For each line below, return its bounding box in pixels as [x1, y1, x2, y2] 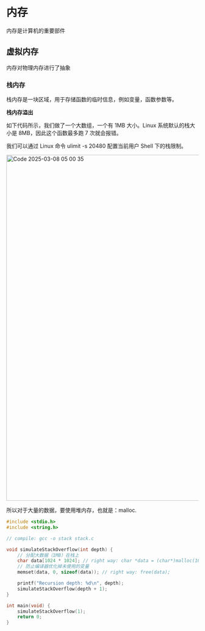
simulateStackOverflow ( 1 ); [17, 608, 86, 615]
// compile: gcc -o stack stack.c [6, 535, 95, 541]
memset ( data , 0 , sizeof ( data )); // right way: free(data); [17, 569, 171, 575]
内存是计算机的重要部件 [6, 27, 65, 34]
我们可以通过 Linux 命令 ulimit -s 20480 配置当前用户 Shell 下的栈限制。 [6, 142, 187, 150]
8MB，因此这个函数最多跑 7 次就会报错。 [18, 129, 122, 137]
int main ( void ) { [6, 602, 51, 608]
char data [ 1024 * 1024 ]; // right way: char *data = [17, 558, 154, 564]
